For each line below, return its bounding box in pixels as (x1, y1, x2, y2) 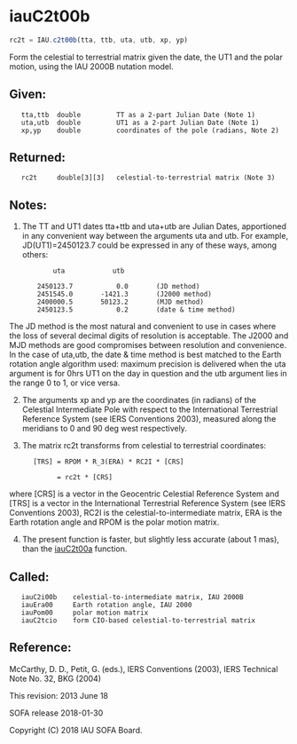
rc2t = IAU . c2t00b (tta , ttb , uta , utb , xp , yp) (9, 36, 189, 44)
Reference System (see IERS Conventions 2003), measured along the (21, 414, 277, 424)
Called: (9, 569, 50, 584)
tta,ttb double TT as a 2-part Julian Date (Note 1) (20, 110, 255, 119)
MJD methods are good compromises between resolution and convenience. (9, 340, 286, 351)
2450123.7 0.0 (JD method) (36, 282, 200, 291)
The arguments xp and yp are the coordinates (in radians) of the (21, 395, 257, 406)
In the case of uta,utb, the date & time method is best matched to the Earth (9, 349, 282, 360)
